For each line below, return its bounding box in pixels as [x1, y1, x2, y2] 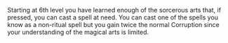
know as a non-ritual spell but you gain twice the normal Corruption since [7, 21, 220, 28]
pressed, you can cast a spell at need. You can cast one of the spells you [7, 13, 219, 21]
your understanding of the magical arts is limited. [7, 28, 149, 36]
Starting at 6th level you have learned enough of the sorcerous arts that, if [7, 6, 222, 14]
